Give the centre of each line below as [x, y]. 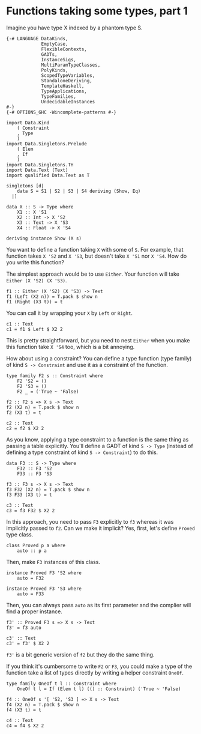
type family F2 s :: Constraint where [55, 376]
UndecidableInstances [68, 102]
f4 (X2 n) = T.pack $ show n [43, 705]
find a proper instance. [34, 611]
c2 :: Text [20, 423]
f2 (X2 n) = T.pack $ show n [43, 407]
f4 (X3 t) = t [24, 710]
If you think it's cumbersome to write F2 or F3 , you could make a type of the [99, 666]
